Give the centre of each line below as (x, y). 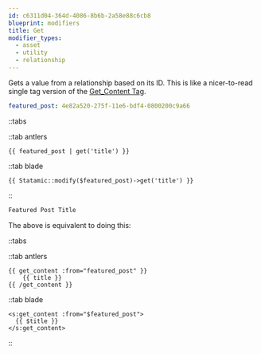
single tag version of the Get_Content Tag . (77, 91)
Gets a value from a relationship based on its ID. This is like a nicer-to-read (130, 83)
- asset (28, 45)
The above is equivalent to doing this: (70, 225)
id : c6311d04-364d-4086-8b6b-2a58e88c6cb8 (80, 16)
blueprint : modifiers (44, 23)
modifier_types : (35, 38)
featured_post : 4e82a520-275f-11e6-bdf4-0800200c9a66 (99, 106)
